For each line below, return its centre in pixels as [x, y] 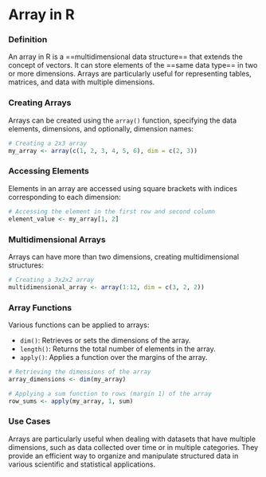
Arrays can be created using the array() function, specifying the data [123, 120]
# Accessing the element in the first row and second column [112, 211]
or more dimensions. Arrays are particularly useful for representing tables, [130, 74]
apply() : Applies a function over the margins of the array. [113, 357]
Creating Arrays [40, 103]
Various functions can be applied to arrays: [79, 325]
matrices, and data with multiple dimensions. [82, 82]
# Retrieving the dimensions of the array [80, 372]
